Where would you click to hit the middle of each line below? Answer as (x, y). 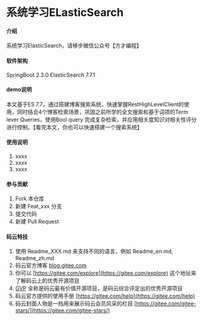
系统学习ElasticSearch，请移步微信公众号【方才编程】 (74, 46)
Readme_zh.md (35, 258)
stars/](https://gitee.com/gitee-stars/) (62, 311)
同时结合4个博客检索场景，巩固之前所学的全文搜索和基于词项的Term (102, 112)
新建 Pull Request (37, 222)
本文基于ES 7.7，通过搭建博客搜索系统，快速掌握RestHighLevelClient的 (95, 104)
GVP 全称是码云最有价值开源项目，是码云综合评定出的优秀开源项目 (99, 288)
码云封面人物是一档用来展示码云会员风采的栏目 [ (76, 304)
